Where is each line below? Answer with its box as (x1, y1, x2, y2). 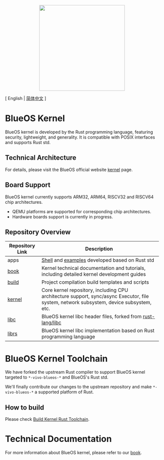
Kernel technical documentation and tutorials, (41, 265, 145, 271)
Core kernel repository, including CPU (41, 287, 128, 293)
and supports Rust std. (5, 139, 51, 145)
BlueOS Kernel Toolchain (5, 353, 108, 364)
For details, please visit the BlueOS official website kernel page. (5, 167, 133, 172)
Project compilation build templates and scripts (41, 279, 149, 286)
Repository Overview (5, 228, 71, 236)
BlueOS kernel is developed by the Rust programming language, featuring (5, 129, 153, 135)
